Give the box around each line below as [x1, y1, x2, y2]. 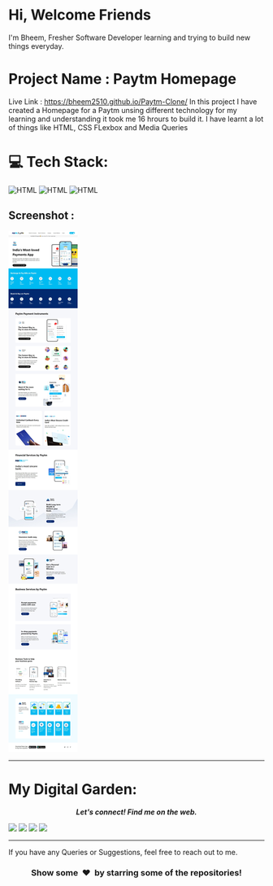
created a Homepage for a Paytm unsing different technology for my [8, 105, 237, 115]
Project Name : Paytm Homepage [8, 70, 237, 89]
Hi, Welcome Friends [8, 6, 152, 24]
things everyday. [8, 41, 64, 50]
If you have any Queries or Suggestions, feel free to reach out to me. [8, 847, 238, 857]
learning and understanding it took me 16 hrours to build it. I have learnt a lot [8, 114, 264, 124]
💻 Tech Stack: [8, 153, 109, 172]
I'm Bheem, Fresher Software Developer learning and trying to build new [8, 33, 250, 42]
